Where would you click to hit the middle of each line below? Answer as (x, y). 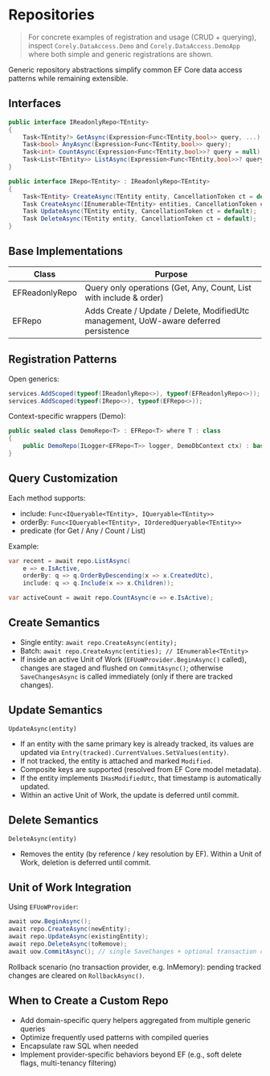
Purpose (171, 273)
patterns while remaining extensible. (68, 78)
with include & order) (124, 298)
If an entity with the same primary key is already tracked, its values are (137, 743)
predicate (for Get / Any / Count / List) (83, 530)
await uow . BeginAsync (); (50, 922)
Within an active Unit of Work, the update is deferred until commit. (129, 795)
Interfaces (35, 103)
